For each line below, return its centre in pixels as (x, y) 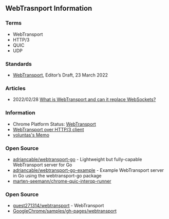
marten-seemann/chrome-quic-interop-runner (62, 181)
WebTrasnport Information (49, 8)
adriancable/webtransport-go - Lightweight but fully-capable (77, 159)
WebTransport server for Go (42, 165)
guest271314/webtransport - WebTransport (58, 206)
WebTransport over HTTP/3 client (48, 129)
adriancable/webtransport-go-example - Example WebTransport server (88, 170)
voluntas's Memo (31, 135)
